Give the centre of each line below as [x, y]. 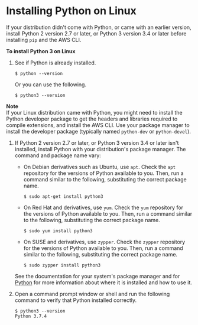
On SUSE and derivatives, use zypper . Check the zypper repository [104, 242]
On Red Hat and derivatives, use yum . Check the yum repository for [103, 207]
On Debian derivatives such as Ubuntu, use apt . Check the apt [100, 167]
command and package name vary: [58, 155]
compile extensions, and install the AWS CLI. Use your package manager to [98, 125]
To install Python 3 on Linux [41, 51]
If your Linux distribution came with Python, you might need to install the [94, 112]
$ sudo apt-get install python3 [63, 196]
